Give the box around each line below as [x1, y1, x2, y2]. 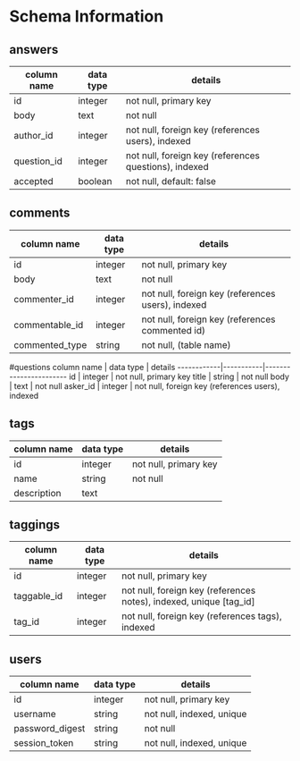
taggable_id [13, 590, 63, 603]
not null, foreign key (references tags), [121, 610, 283, 622]
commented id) [141, 324, 206, 336]
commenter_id [13, 292, 74, 305]
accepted [13, 175, 54, 187]
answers [9, 42, 59, 57]
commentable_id [13, 318, 84, 331]
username [13, 708, 56, 721]
